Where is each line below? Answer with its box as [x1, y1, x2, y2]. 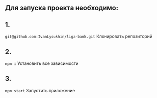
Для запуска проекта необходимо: [5, 4, 119, 12]
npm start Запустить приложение [5, 87, 75, 93]
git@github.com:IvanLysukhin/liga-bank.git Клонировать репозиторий [5, 34, 153, 39]
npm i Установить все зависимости [5, 60, 78, 66]
